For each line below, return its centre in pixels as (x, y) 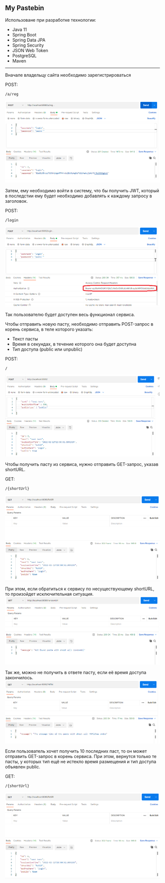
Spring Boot (24, 34)
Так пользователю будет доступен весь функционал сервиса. (70, 315)
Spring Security (28, 45)
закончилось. (19, 677)
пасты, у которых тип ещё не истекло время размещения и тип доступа (81, 761)
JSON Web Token (30, 50)
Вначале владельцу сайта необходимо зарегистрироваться (68, 75)
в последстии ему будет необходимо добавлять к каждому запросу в (79, 196)
